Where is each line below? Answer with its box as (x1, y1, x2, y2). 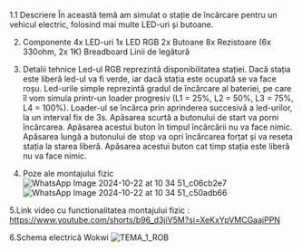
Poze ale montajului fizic (22, 169, 114, 179)
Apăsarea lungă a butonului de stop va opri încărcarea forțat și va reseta (22, 131, 293, 141)
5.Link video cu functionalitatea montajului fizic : (9, 205, 190, 216)
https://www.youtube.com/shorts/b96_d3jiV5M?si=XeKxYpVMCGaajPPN (9, 215, 281, 225)
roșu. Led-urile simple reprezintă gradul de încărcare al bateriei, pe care (22, 83, 292, 93)
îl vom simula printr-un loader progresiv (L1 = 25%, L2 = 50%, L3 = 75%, (22, 92, 294, 103)
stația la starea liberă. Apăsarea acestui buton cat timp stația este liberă (22, 141, 290, 151)
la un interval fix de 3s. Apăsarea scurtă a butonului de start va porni (22, 112, 279, 122)
